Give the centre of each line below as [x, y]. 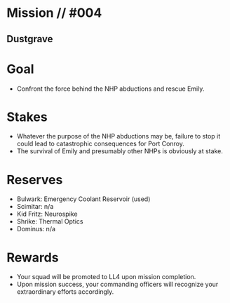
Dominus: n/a [36, 229]
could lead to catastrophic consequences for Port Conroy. [101, 144]
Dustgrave [30, 39]
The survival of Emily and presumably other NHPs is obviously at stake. [120, 151]
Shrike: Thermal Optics [50, 221]
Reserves [35, 180]
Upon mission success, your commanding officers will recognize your [117, 284]
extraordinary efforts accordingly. [65, 292]
